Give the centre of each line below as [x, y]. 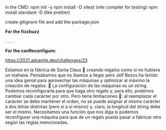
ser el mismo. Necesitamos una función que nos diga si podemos [72, 112]
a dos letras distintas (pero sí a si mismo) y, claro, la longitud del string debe [83, 107]
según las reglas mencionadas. [37, 122]
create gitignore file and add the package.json [52, 22]
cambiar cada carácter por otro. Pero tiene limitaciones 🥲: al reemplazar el [81, 96]
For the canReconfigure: [31, 51]
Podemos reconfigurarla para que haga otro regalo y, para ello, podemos [80, 91]
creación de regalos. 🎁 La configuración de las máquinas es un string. [76, 86]
